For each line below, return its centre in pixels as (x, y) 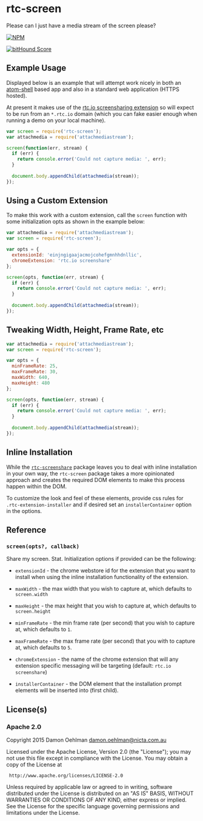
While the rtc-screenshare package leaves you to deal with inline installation (101, 467)
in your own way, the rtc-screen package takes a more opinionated (90, 473)
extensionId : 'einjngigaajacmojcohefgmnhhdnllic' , (77, 255)
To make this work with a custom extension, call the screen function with (97, 215)
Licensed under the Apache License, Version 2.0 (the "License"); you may (99, 751)
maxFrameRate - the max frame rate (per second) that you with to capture (105, 641)
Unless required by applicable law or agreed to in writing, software (89, 786)
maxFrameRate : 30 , (35, 372)
